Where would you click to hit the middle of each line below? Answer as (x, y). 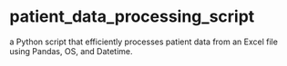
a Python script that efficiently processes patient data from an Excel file (143, 42)
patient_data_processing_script (132, 17)
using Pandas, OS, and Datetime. (72, 51)
